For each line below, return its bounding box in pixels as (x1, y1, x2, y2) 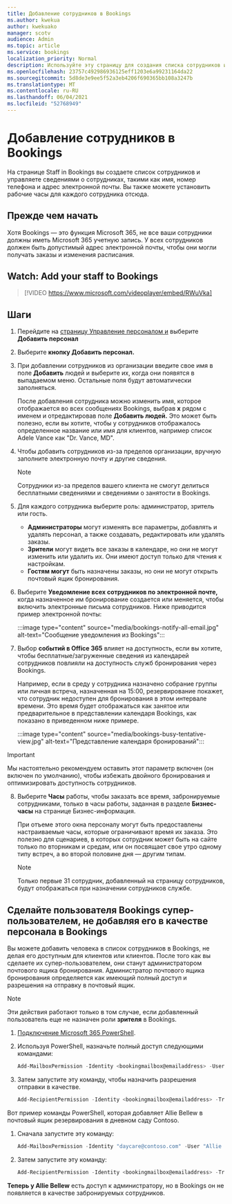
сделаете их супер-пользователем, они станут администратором (7, 959, 202, 967)
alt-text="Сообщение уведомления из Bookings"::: (17, 631, 166, 639)
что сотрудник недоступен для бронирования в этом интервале (17, 694, 207, 703)
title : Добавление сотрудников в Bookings (7, 10, 131, 17)
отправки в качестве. (17, 1082, 81, 1091)
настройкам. (27, 560, 66, 568)
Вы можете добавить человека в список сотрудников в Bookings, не (7, 944, 210, 953)
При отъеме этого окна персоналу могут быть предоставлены (17, 820, 203, 829)
